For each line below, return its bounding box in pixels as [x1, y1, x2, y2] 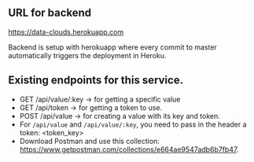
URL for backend [8, 6, 92, 20]
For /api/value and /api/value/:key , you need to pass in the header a [19, 120, 247, 129]
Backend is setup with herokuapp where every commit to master [8, 42, 218, 52]
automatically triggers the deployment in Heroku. [8, 50, 167, 60]
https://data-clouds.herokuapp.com [8, 27, 124, 36]
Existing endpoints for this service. [8, 74, 183, 87]
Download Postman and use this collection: [19, 136, 160, 145]
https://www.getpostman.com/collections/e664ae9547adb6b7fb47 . [19, 145, 239, 154]
